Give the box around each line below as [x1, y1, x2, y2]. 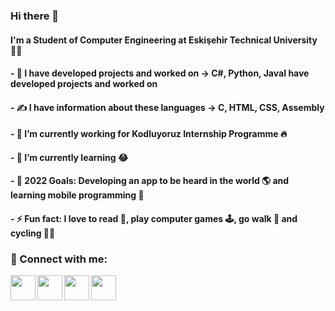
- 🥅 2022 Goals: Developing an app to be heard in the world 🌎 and [10, 175, 290, 187]
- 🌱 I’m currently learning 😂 [10, 151, 129, 163]
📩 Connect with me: [10, 252, 108, 266]
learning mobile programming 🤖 [10, 189, 145, 201]
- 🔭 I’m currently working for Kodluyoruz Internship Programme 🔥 [10, 128, 288, 140]
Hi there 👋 [10, 9, 60, 23]
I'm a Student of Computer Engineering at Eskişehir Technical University [10, 34, 318, 46]
